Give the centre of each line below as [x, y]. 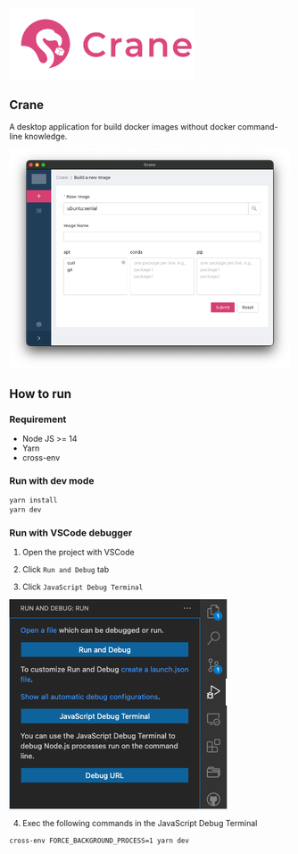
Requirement [38, 419]
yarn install [33, 501]
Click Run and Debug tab [66, 570]
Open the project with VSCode [79, 553]
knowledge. [46, 136]
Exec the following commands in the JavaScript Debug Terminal [140, 824]
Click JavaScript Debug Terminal [83, 587]
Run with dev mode [52, 480]
